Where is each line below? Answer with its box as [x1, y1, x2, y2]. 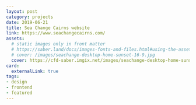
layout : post [6, 8, 38, 15]
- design [6, 79, 27, 85]
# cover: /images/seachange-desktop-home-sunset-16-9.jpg [11, 52, 156, 58]
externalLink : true [11, 68, 59, 74]
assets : [6, 36, 25, 41]
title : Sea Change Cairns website [6, 24, 90, 31]
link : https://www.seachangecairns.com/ [6, 30, 106, 36]
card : [6, 62, 19, 69]
